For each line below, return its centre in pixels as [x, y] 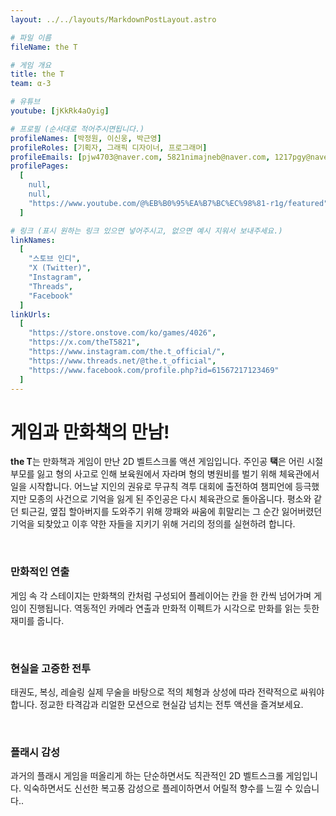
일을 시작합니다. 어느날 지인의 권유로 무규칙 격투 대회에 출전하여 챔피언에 [151, 487]
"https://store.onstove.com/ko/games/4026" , [122, 333]
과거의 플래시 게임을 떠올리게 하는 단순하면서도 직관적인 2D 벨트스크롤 [147, 776]
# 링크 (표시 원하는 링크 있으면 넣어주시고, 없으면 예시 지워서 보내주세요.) [146, 231]
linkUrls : [31, 314]
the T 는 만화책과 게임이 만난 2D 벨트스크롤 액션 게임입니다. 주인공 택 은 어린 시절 [167, 462]
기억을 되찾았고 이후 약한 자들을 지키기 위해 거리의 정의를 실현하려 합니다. [153, 524]
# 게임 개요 [31, 65]
